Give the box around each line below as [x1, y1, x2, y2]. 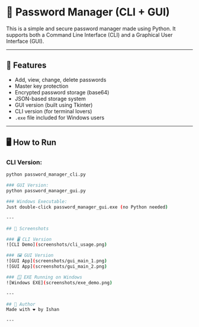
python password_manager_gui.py [6, 188, 86, 194]
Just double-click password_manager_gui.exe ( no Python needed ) [6, 204, 168, 210]
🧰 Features [6, 61, 47, 71]
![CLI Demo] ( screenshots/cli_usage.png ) [6, 242, 108, 248]
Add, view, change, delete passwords [14, 76, 107, 83]
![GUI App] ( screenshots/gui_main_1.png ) [6, 258, 108, 264]
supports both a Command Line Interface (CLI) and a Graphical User [6, 31, 173, 38]
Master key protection [14, 82, 69, 90]
